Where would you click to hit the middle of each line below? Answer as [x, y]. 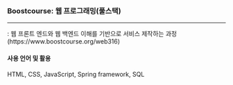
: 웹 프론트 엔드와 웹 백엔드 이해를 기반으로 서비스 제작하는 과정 [92, 34]
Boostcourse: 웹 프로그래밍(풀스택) [64, 10]
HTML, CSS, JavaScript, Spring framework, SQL [76, 74]
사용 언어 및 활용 [29, 58]
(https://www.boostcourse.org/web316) [63, 41]
